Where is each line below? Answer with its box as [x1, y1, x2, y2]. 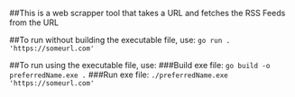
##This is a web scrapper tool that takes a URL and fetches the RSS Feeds [9, 8, 286, 18]
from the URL [9, 17, 60, 28]
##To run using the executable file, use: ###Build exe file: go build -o [9, 60, 271, 70]
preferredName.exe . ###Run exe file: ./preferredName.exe [9, 69, 228, 80]
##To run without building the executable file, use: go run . [9, 35, 231, 45]
